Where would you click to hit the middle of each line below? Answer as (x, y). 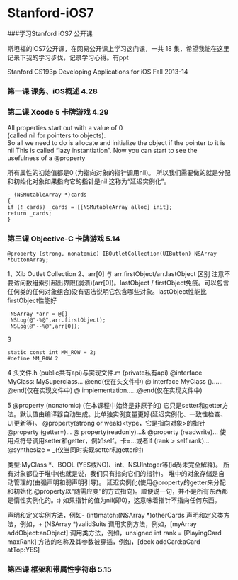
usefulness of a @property (46, 158)
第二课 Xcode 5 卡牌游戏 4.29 (58, 112)
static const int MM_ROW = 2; (52, 353)
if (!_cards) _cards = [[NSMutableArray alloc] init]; (90, 207)
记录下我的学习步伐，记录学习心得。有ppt (68, 57)
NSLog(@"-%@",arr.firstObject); (58, 320)
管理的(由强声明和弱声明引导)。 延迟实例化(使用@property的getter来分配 (119, 482)
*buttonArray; (28, 260)
